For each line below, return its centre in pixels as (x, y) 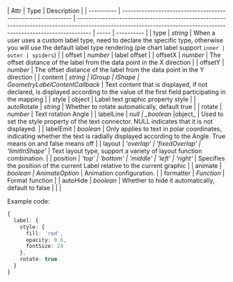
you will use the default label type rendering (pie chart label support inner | (116, 48)
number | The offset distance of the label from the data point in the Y (106, 70)
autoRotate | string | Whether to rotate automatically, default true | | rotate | (115, 107)
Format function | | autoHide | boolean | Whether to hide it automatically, (111, 180)
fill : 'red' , (45, 233)
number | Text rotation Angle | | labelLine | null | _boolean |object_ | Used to (115, 114)
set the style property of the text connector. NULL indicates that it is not (110, 121)
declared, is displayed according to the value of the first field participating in (116, 92)
